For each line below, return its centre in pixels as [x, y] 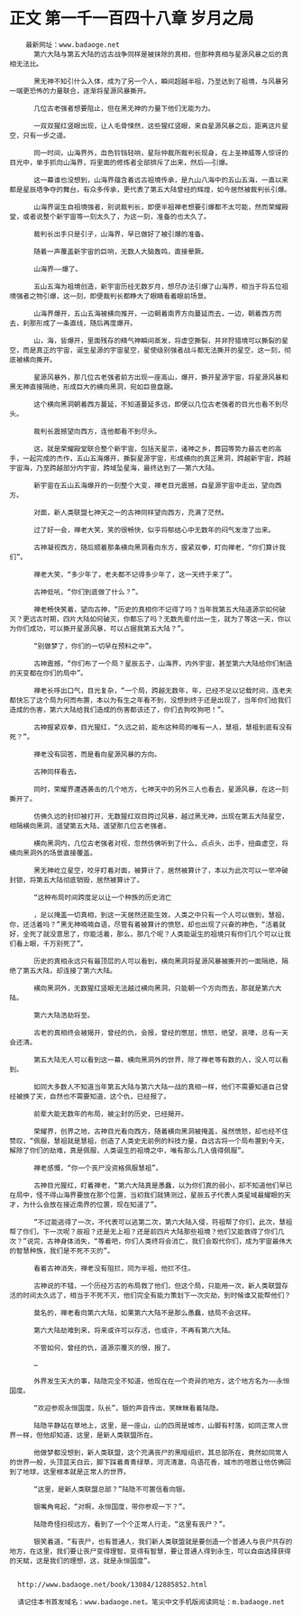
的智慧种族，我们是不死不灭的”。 [62, 1251]
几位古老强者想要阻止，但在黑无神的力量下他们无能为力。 [124, 108]
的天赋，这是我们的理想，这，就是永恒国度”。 [82, 1561]
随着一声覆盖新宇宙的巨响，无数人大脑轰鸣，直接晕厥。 [121, 252]
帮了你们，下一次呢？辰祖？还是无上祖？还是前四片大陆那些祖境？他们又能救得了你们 [143, 1232]
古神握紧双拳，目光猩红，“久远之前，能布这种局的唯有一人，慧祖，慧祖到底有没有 [163, 727]
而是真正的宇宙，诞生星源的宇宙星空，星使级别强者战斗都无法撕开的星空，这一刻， [153, 350]
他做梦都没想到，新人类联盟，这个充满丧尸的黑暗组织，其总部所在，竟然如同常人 [160, 1453]
